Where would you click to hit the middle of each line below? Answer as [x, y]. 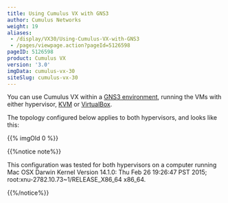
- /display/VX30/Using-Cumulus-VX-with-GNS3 [75, 39]
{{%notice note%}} [34, 151]
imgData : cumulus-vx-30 [41, 71]
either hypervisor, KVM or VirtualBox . [60, 105]
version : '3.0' [29, 65]
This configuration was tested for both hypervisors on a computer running [112, 165]
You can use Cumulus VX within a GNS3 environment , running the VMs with [114, 97]
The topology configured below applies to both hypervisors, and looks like [112, 118]
